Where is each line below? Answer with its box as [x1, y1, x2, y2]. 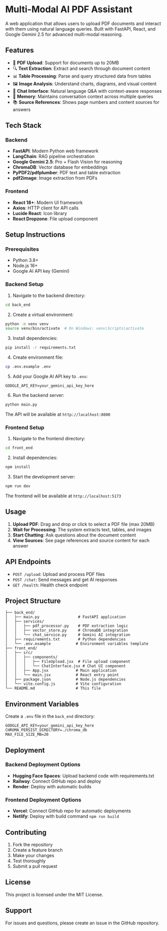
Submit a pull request [12, 863, 57, 869]
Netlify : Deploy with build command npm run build [12, 813, 119, 819]
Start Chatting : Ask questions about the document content [12, 531, 136, 538]
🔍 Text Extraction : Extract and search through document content [12, 65, 151, 71]
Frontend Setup [5, 424, 45, 431]
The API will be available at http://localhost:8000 [5, 411, 111, 417]
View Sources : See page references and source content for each [12, 537, 150, 543]
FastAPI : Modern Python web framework [12, 148, 99, 154]
